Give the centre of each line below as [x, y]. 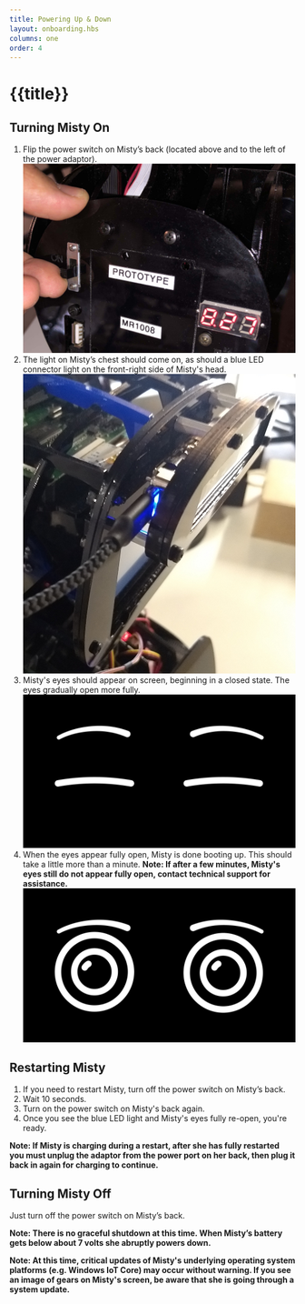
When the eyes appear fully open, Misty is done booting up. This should [157, 855]
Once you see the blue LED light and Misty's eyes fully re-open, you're [155, 1118]
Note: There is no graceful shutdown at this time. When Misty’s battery [146, 1233]
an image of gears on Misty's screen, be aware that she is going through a [152, 1280]
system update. [40, 1289]
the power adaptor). [60, 159]
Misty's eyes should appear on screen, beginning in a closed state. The [156, 680]
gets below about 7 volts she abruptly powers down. [110, 1243]
